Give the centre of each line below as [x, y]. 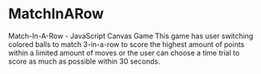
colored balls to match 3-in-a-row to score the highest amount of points [127, 44]
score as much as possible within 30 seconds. [85, 61]
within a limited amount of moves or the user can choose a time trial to [124, 53]
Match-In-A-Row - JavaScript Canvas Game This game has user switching [131, 36]
